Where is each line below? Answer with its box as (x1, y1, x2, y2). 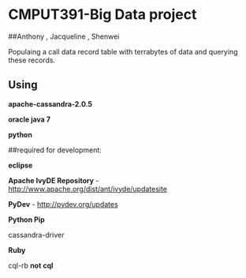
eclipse (8, 160, 33, 170)
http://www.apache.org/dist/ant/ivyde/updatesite (8, 184, 168, 193)
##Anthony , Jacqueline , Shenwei (8, 32, 120, 41)
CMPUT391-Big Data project (8, 6, 197, 24)
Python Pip (8, 215, 45, 224)
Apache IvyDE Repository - (8, 175, 99, 185)
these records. (8, 55, 56, 65)
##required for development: (8, 145, 102, 155)
